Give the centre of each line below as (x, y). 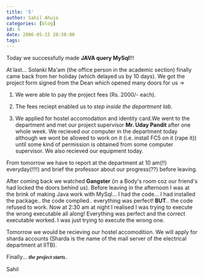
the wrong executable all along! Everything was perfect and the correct (96, 214)
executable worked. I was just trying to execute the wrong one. (86, 220)
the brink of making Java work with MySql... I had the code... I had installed (101, 194)
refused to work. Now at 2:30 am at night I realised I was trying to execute (100, 207)
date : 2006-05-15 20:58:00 (41, 35)
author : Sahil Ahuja (33, 18)
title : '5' (20, 12)
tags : (13, 40)
